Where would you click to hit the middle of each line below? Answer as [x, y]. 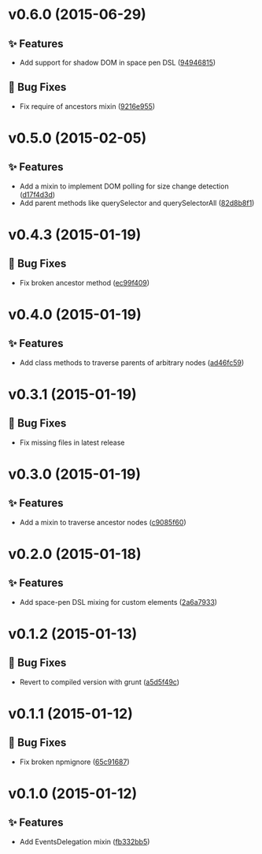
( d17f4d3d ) [37, 194]
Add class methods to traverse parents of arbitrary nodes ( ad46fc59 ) [132, 362]
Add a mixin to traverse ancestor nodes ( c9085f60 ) [103, 522]
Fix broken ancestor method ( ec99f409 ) [85, 282]
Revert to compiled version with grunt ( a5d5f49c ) [99, 682]
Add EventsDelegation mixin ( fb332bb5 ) [85, 841]
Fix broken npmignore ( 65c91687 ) [74, 762]
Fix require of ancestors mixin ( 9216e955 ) [87, 106]
